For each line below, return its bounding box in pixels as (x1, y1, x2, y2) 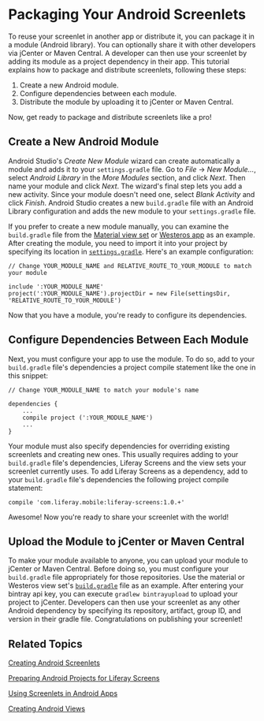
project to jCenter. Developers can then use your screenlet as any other (8, 597, 240, 608)
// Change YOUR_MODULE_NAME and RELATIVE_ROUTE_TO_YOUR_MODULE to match (8, 262, 252, 269)
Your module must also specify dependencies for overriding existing (8, 441, 230, 451)
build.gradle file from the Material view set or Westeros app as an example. (8, 230, 256, 240)
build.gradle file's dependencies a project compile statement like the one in (8, 362, 256, 372)
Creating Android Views (8, 704, 85, 714)
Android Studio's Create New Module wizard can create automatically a (8, 156, 240, 165)
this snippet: (8, 370, 49, 380)
